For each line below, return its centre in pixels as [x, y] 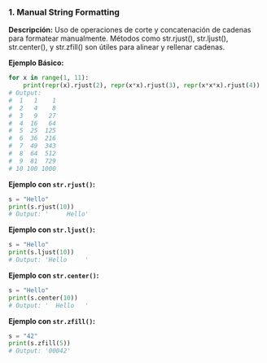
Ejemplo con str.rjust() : [52, 184]
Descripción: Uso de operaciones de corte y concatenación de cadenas [130, 30]
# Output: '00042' [39, 351]
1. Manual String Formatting [64, 12]
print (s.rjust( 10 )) [42, 207]
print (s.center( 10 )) [44, 298]
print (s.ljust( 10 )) [42, 252]
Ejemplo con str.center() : [54, 275]
